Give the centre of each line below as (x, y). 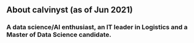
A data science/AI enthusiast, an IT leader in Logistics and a (97, 27)
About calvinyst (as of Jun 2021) (70, 10)
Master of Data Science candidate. (59, 35)
